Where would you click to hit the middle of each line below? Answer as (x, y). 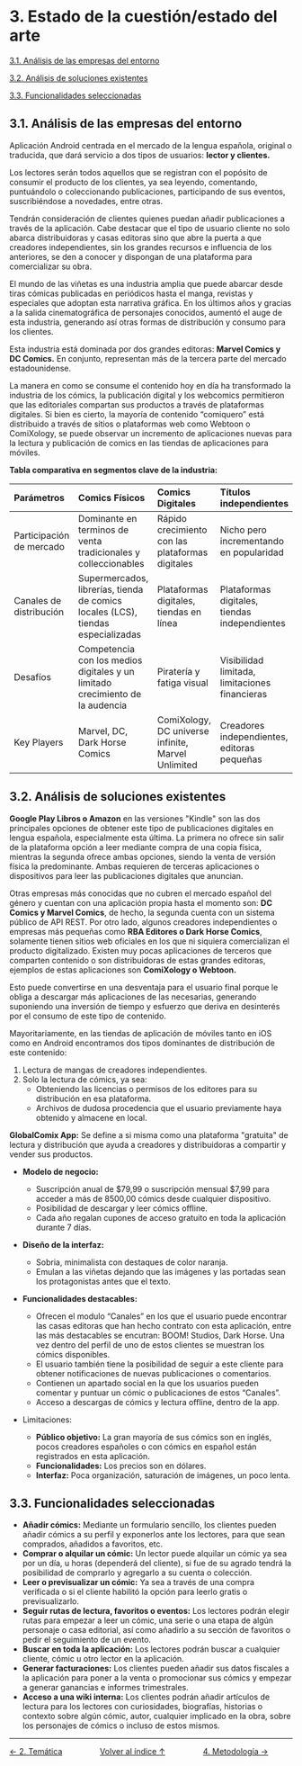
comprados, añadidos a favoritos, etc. (93, 1544)
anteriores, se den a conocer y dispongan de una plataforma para (131, 256)
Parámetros (39, 498)
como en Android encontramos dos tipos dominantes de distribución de (142, 1043)
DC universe (183, 731)
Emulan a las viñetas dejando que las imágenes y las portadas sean (160, 1271)
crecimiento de (110, 694)
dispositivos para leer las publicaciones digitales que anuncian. (126, 875)
